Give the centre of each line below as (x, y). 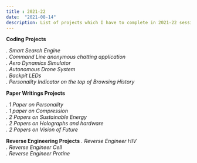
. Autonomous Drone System (41, 69)
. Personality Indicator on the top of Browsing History (70, 82)
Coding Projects (26, 39)
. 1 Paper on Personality (35, 105)
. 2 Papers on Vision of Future (42, 129)
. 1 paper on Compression (37, 111)
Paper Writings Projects (36, 93)
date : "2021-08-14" (31, 17)
